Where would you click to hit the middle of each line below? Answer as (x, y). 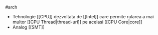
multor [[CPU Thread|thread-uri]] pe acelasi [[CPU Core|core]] (77, 22)
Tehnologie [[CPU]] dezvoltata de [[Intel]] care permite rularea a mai (83, 17)
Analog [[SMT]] (28, 27)
